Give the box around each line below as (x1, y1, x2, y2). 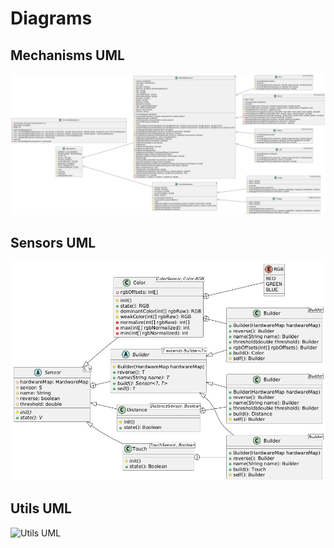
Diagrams (10, 7, 93, 30)
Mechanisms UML (10, 47, 125, 64)
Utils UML (10, 500, 72, 517)
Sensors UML (10, 234, 97, 251)
